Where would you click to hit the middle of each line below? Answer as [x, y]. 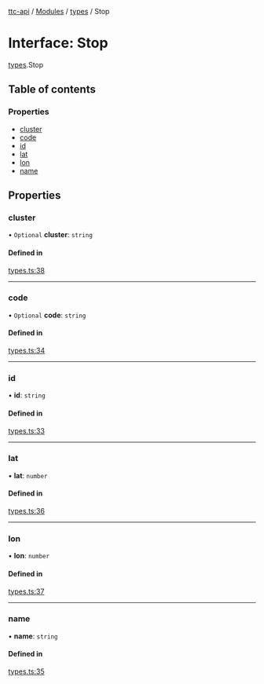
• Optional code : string [47, 315]
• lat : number [28, 475]
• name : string [33, 636]
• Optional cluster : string [50, 235]
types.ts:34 [27, 351]
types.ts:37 [26, 591]
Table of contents [52, 90]
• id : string [27, 395]
